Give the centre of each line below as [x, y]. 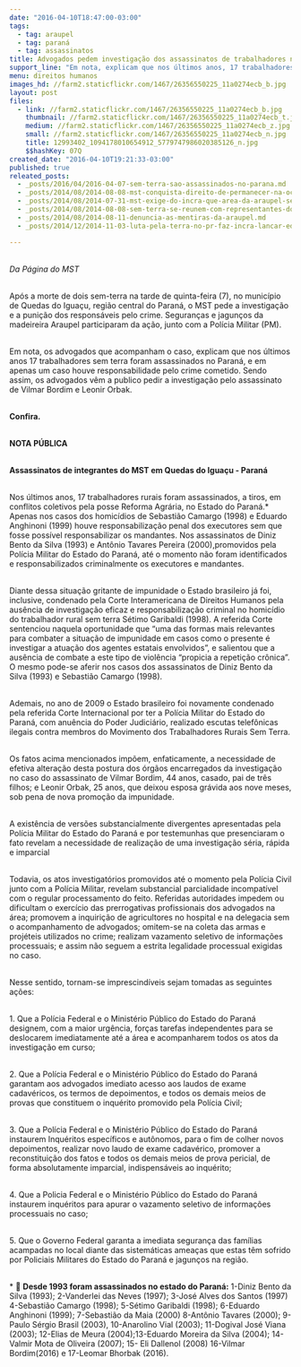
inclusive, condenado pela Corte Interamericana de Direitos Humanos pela [146, 600]
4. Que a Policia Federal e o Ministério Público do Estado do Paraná [133, 1194]
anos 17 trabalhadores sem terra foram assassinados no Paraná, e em [138, 360]
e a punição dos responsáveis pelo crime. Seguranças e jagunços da [137, 315]
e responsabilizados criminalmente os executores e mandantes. [127, 563]
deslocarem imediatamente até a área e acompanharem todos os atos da [144, 1037]
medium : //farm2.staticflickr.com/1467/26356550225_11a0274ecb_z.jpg [158, 126]
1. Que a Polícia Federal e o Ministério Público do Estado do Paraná [133, 1018]
